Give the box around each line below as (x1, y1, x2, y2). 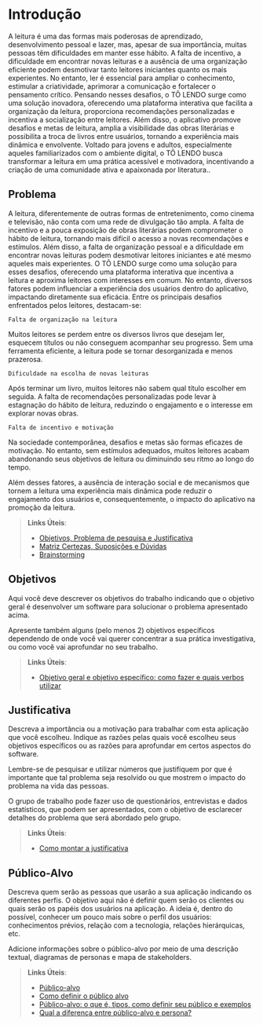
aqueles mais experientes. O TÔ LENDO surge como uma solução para (8, 258, 237, 268)
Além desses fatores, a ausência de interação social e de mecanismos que (8, 478, 250, 487)
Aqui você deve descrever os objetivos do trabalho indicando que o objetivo (8, 593, 255, 602)
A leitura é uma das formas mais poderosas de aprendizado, (8, 31, 203, 41)
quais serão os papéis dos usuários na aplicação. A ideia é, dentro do (8, 904, 233, 913)
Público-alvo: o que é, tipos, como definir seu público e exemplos (38, 1000, 251, 1009)
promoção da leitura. (8, 503, 76, 512)
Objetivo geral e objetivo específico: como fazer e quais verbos (38, 672, 245, 682)
